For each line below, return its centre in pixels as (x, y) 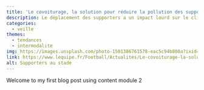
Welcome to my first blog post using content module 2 (74, 80)
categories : (21, 23)
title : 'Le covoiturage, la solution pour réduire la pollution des (95, 12)
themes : (16, 35)
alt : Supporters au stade (39, 63)
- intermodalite (32, 46)
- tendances (27, 40)
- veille (23, 29)
